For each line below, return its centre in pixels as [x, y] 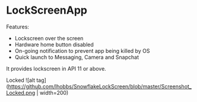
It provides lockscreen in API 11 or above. [56, 68]
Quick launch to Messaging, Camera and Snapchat [77, 57]
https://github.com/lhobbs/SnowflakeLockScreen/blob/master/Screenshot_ [100, 86]
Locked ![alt [21, 80]
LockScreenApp [47, 10]
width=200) [54, 93]
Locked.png [21, 93]
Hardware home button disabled [54, 44]
